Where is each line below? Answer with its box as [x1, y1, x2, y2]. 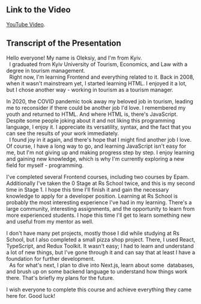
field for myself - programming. [6, 162, 84, 169]
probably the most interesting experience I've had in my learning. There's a [6, 198, 192, 206]
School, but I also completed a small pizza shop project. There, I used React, [6, 236, 196, 243]
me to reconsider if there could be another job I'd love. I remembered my [6, 104, 186, 111]
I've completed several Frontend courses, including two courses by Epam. [6, 173, 190, 180]
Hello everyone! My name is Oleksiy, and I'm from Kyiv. [6, 54, 142, 61]
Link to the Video [6, 5, 71, 15]
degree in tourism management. [6, 67, 86, 74]
